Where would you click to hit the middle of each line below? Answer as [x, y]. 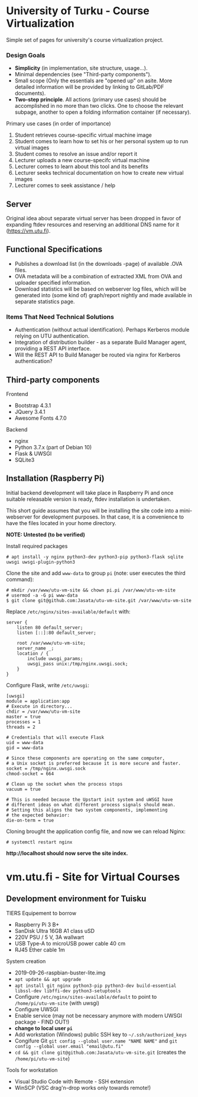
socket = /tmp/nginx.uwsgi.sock [46, 768]
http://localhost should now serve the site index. [67, 853]
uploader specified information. [53, 282]
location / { [33, 653]
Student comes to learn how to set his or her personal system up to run [101, 141]
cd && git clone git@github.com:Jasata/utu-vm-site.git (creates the [100, 1052]
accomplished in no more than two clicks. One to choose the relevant [99, 106]
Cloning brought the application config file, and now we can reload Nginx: [96, 831]
